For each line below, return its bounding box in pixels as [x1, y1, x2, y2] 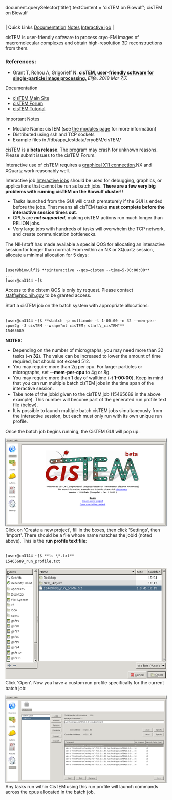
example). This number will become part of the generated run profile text [12, 397, 167, 403]
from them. [5, 45, 29, 51]
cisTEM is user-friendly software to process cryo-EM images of [5, 34, 139, 40]
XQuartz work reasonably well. [5, 168, 70, 174]
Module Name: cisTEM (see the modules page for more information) [12, 126, 157, 132]
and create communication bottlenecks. [12, 231, 97, 237]
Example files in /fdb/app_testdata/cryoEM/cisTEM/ [12, 137, 121, 143]
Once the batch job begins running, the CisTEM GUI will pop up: [5, 429, 140, 435]
